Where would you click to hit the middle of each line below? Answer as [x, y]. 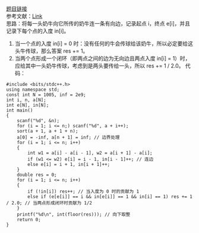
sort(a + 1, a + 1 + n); [48, 131]
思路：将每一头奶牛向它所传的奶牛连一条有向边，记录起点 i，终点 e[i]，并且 [98, 23]
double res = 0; [37, 175]
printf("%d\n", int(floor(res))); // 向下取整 [74, 215]
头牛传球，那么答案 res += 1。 [51, 51]
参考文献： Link [24, 16]
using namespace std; [33, 90]
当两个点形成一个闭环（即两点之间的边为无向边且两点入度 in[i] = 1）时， [102, 58]
